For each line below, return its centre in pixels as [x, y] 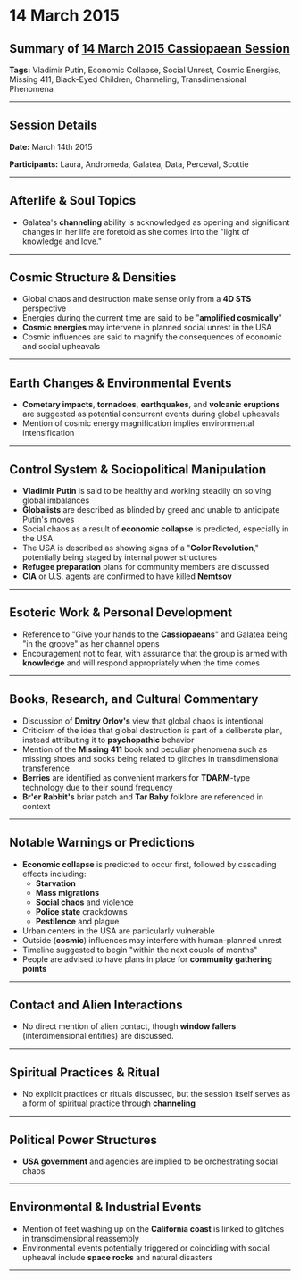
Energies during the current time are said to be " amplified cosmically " [152, 318]
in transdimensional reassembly [81, 1238]
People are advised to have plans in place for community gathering [147, 959]
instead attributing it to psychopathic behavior [108, 740]
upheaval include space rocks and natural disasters [117, 1257]
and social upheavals [61, 347]
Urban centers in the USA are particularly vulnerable [119, 931]
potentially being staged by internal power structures [119, 557]
